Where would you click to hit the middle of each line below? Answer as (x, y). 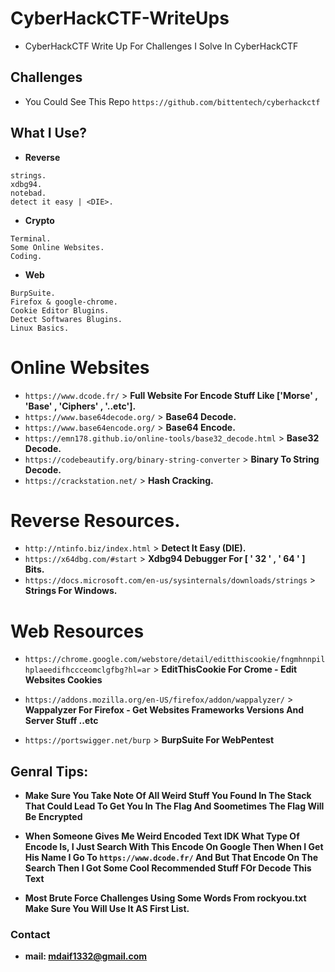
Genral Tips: (49, 771)
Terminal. (31, 238)
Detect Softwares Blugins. (66, 319)
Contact (30, 935)
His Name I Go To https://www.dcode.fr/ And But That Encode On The (171, 858)
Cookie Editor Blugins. (60, 310)
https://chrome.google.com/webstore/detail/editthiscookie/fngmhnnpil (175, 660)
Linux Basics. (40, 328)
